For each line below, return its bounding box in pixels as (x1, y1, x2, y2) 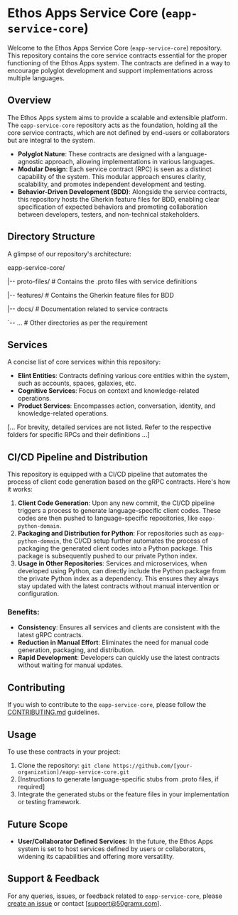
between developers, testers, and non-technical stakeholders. (17, 210, 200, 218)
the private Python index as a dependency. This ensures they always (17, 574, 219, 583)
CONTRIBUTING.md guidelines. (7, 708, 100, 717)
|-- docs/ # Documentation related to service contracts (7, 304, 168, 313)
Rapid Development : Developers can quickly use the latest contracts (17, 654, 220, 662)
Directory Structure (7, 231, 96, 243)
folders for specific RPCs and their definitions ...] (7, 431, 151, 439)
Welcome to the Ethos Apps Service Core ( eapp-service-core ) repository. (7, 43, 222, 52)
